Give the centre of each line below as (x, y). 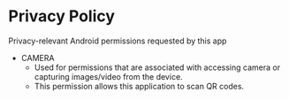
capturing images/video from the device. (108, 76)
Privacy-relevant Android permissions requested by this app (118, 41)
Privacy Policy (62, 16)
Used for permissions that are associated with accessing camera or (157, 67)
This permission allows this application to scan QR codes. (139, 86)
